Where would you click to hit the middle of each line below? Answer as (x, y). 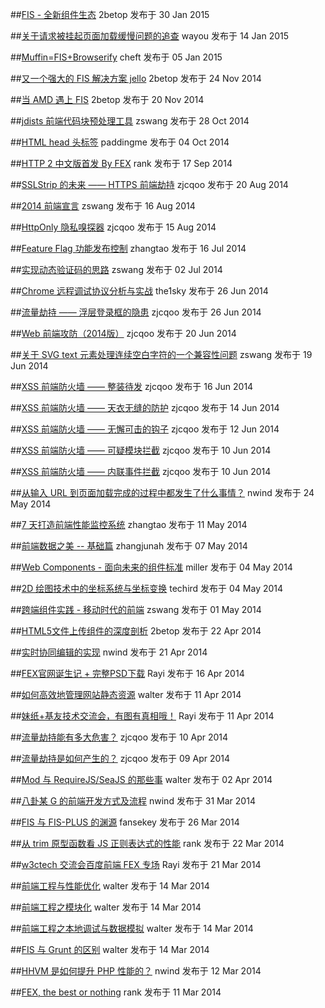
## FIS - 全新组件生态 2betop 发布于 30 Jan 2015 (110, 14)
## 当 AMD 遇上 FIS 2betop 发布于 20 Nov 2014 (107, 99)
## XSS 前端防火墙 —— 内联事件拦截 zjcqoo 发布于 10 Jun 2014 (141, 471)
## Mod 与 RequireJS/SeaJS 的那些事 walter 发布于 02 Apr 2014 (141, 779)
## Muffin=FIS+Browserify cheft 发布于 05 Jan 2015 (116, 57)
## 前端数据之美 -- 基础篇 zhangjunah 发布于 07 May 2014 (129, 546)
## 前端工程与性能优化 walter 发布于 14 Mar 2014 (110, 886)
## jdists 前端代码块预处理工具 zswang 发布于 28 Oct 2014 (130, 121)
